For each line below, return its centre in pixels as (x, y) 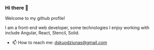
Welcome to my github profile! (35, 18)
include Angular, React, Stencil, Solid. (42, 33)
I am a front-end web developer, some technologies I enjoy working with (77, 28)
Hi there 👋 (17, 8)
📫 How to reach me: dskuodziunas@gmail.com (60, 43)
